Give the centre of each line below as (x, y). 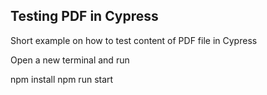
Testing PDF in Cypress (84, 16)
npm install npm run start (62, 79)
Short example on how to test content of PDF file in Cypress (134, 40)
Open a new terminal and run (70, 60)
